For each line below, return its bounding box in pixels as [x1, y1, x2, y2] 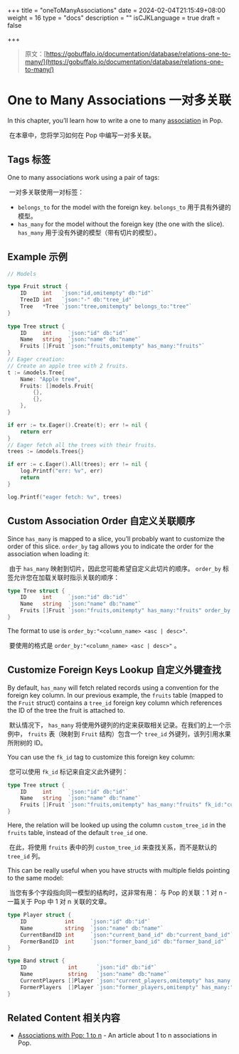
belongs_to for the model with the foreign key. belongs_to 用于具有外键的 [17, 203, 231, 211]
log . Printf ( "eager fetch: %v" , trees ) [7, 494, 122, 501]
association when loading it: [7, 549, 90, 558]
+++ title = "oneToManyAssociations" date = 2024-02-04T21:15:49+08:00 [7, 6, 225, 14]
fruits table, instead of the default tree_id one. [7, 829, 148, 837]
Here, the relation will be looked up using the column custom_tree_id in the [7, 821, 226, 829]
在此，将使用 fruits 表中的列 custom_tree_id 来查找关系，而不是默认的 [9, 843, 217, 852]
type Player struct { [7, 912, 72, 919]
